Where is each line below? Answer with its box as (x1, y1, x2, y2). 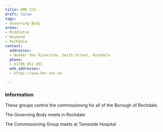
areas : (5, 25, 19, 30)
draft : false (5, 12, 32, 17)
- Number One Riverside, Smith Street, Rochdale (9, 52, 111, 58)
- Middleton (5, 30, 29, 35)
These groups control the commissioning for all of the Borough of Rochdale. (5, 102, 158, 108)
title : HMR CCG (5, 7, 36, 12)
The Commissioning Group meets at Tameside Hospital (5, 121, 116, 127)
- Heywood (5, 35, 25, 40)
